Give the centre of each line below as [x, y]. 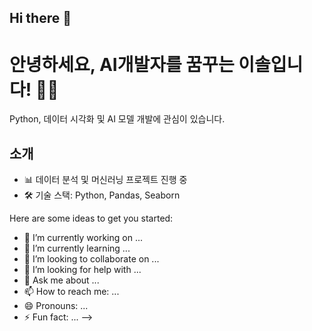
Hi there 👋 [40, 18]
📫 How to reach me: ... [71, 292]
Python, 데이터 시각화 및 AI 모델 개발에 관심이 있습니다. [117, 119]
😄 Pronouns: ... [56, 306]
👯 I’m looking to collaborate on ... [91, 259]
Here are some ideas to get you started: [91, 218]
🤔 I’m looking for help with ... [82, 270]
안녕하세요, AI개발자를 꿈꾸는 [122, 64]
